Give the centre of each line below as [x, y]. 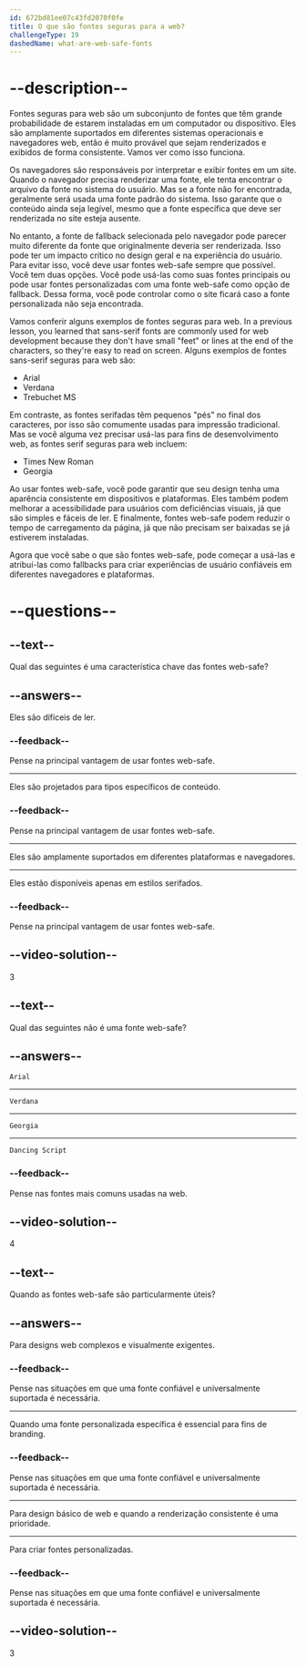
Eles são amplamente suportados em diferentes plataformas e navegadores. [153, 857]
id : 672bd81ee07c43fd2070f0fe [67, 18]
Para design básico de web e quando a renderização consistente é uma [144, 1513]
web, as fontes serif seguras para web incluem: [99, 444]
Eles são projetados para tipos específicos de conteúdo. [115, 787]
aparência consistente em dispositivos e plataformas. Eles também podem [149, 499]
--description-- [69, 88]
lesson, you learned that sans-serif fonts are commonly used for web [139, 331]
